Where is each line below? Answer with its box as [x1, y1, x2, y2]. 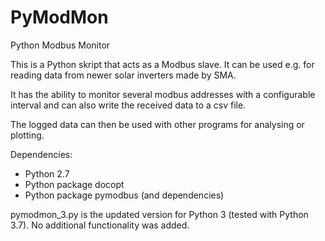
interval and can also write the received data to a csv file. [10, 99, 247, 111]
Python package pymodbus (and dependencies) [24, 189, 225, 201]
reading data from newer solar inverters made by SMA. [10, 69, 237, 81]
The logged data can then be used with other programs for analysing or [10, 118, 305, 130]
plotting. [10, 129, 45, 141]
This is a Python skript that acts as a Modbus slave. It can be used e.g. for [10, 58, 315, 70]
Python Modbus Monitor [10, 39, 111, 51]
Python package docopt [24, 178, 125, 190]
